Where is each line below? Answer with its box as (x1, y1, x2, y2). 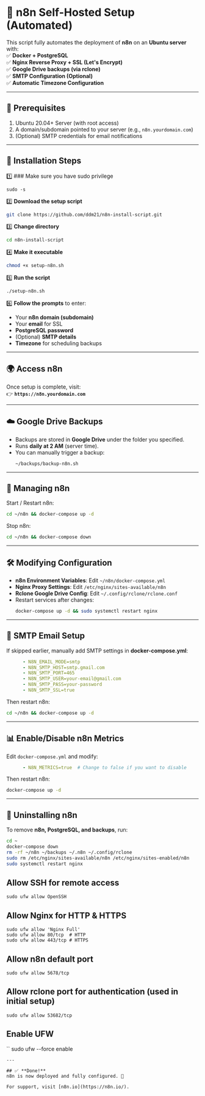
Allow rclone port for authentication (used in (6, 987, 179, 997)
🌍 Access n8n (6, 364, 63, 374)
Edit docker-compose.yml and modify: (6, 753, 99, 760)
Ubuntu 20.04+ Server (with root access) (15, 119, 119, 126)
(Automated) (6, 18, 73, 32)
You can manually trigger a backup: (15, 448, 105, 456)
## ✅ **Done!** (6, 1067, 46, 1074)
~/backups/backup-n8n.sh (15, 461, 79, 467)
